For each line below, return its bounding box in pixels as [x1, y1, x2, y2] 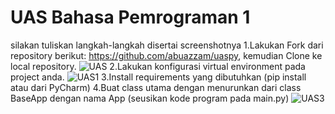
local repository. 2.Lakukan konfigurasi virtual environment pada [10, 60, 306, 72]
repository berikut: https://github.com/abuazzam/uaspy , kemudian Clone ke [10, 49, 323, 61]
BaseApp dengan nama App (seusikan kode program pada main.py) [10, 92, 290, 104]
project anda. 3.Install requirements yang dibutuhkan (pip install [10, 71, 307, 83]
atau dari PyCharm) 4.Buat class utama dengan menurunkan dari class [10, 81, 302, 93]
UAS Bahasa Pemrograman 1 [10, 6, 251, 29]
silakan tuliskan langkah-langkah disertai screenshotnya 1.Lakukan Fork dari [10, 39, 324, 51]
